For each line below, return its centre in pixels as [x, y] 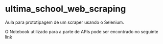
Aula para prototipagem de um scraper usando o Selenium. [65, 22]
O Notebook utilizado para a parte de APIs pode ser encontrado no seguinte [82, 31]
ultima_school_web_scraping [66, 9]
